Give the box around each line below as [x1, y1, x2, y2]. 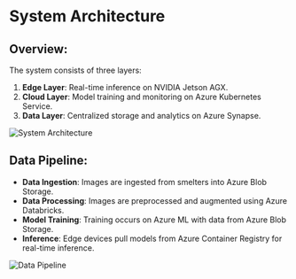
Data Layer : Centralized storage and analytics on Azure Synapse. [21, 111, 261, 120]
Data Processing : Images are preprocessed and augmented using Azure [21, 195, 288, 205]
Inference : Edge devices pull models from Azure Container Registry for [21, 233, 283, 244]
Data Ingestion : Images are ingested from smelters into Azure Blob [21, 176, 268, 187]
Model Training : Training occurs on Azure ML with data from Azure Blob [21, 214, 286, 225]
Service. [21, 101, 53, 112]
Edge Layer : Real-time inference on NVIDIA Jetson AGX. [21, 82, 229, 92]
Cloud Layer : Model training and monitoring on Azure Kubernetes [21, 91, 261, 102]
